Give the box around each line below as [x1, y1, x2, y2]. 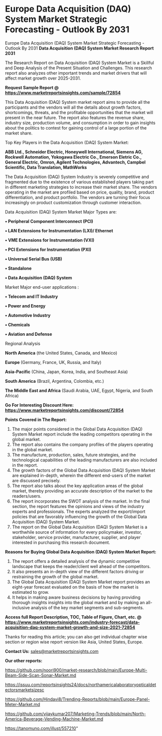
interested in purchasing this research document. [12, 540, 110, 545]
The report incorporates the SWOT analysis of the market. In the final [12, 498, 150, 504]
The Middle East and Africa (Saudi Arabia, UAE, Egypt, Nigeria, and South [5, 387, 153, 393]
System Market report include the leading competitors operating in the [12, 431, 152, 437]
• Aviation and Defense [5, 331, 52, 337]
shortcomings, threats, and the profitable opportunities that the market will [5, 109, 153, 115]
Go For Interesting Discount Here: [5, 402, 74, 408]
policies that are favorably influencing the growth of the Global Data [12, 513, 147, 520]
